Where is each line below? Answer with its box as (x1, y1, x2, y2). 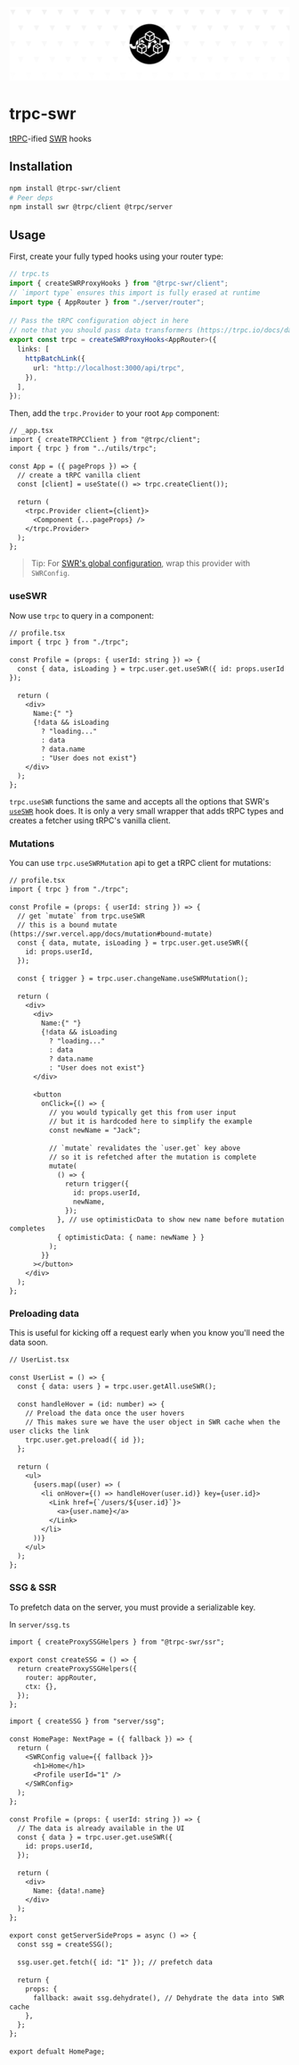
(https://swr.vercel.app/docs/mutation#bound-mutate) (9, 929, 214, 938)
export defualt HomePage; (9, 2047, 105, 2056)
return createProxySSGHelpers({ (17, 1664, 138, 1673)
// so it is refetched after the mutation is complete (48, 1153, 256, 1162)
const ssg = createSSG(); (17, 1940, 114, 1949)
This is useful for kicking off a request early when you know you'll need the (9, 1328, 285, 1338)
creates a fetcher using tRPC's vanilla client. (9, 815, 171, 826)
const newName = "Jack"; (48, 1126, 141, 1135)
